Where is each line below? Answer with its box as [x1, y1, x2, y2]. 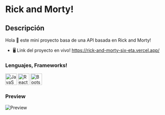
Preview [5, 93, 26, 100]
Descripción [5, 24, 45, 32]
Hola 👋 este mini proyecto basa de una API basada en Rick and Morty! [5, 37, 151, 43]
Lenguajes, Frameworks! [5, 62, 67, 69]
